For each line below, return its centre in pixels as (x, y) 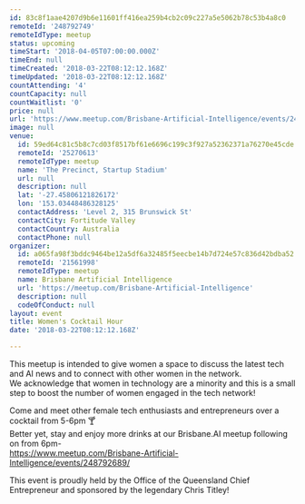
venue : (22, 136)
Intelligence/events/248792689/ (69, 463)
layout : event (36, 313)
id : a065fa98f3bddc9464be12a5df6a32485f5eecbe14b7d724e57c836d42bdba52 (156, 254)
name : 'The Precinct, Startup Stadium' (93, 170)
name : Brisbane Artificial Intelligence (95, 280)
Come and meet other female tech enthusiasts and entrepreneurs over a (144, 410)
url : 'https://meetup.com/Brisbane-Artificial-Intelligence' (136, 288)
